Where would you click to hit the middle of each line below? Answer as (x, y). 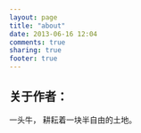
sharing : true (36, 51)
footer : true (33, 59)
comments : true (37, 42)
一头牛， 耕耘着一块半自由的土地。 (73, 120)
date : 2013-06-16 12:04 (54, 34)
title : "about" (37, 26)
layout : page (33, 17)
